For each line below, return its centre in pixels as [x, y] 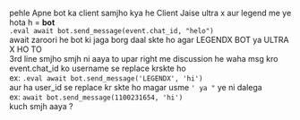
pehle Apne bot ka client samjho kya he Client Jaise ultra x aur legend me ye [150, 13]
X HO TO [26, 49]
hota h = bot [32, 22]
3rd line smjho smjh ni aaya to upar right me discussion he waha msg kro [144, 59]
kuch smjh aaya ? [41, 106]
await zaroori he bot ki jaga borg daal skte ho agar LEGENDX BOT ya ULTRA [149, 40]
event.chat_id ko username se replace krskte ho [98, 68]
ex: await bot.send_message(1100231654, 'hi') [96, 97]
